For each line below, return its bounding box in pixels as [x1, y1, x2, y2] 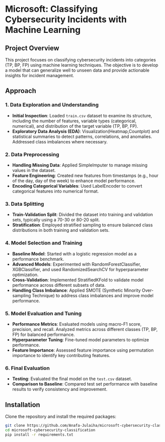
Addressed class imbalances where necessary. [12, 138, 108, 144]
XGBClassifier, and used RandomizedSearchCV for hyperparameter [12, 266, 149, 272]
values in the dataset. [12, 167, 56, 173]
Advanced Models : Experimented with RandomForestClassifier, [12, 261, 141, 267]
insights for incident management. [5, 73, 75, 78]
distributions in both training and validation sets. [12, 227, 110, 233]
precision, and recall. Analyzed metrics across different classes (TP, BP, [12, 326, 158, 332]
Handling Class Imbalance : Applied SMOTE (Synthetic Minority [12, 287, 141, 293]
